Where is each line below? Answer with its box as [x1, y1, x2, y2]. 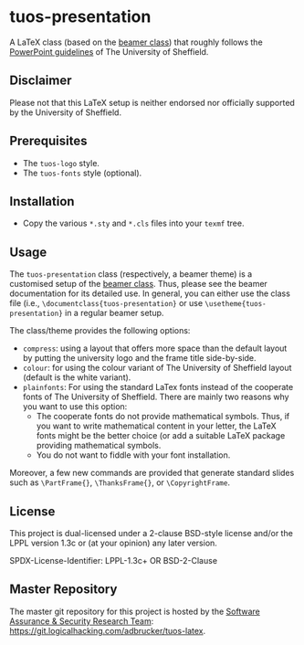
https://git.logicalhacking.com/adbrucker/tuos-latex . [9, 625, 206, 636]
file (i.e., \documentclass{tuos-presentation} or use [9, 298, 204, 309]
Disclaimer [9, 73, 72, 89]
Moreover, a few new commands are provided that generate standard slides [9, 468, 295, 479]
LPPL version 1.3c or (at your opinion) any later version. [9, 537, 217, 548]
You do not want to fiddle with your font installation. [36, 449, 231, 460]
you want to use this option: [22, 401, 128, 412]
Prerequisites [9, 133, 88, 149]
